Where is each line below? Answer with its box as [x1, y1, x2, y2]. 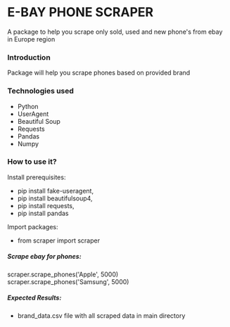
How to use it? [7, 157, 58, 167]
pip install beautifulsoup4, [17, 194, 93, 203]
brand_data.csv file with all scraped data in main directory [17, 311, 186, 320]
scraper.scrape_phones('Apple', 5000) [7, 270, 119, 278]
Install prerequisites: [7, 173, 66, 181]
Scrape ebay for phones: [7, 252, 82, 261]
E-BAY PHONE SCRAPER [7, 4, 153, 20]
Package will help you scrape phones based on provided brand [7, 68, 191, 77]
